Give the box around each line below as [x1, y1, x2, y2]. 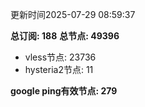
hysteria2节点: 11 [24, 64, 94, 75]
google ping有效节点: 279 [10, 85, 118, 97]
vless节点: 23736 [24, 51, 97, 63]
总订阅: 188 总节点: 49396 [10, 30, 120, 42]
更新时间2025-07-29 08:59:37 [10, 9, 136, 20]
